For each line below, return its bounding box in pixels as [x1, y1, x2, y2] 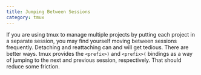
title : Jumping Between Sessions [6, 8, 91, 15]
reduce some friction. [6, 62, 60, 70]
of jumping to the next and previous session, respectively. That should [6, 56, 182, 64]
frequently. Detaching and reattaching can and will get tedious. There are [6, 43, 189, 51]
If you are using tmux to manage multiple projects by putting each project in [6, 31, 196, 38]
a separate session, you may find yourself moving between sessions [6, 37, 177, 44]
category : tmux [6, 14, 45, 20]
